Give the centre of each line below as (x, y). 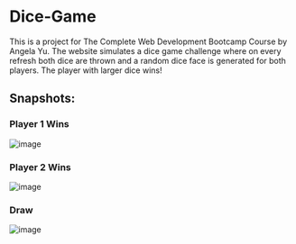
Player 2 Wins (41, 167)
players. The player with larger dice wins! (86, 70)
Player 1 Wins (39, 124)
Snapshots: (42, 99)
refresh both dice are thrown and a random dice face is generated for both (148, 60)
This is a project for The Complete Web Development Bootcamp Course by (148, 41)
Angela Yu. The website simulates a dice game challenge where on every (145, 50)
